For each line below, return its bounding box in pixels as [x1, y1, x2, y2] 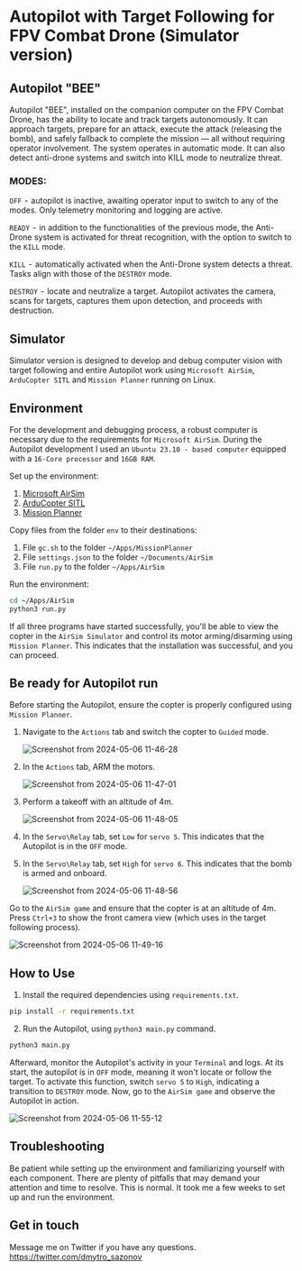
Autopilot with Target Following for [9, 6, 275, 27]
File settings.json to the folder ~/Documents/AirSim [22, 552, 214, 562]
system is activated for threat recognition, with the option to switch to [33, 232, 292, 242]
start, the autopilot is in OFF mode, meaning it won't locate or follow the [9, 1066, 272, 1078]
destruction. [9, 305, 54, 316]
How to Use [9, 965, 76, 981]
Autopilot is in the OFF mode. [22, 841, 128, 852]
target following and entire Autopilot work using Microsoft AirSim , [9, 365, 255, 376]
